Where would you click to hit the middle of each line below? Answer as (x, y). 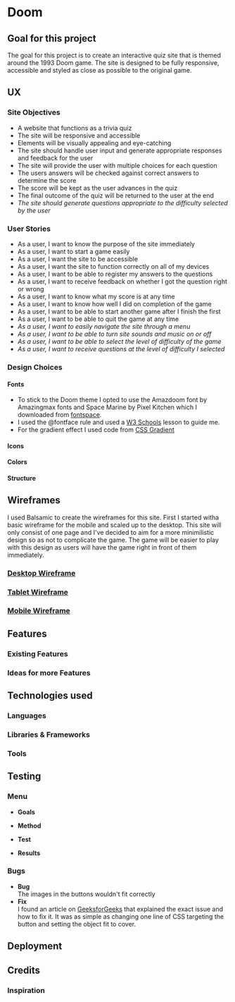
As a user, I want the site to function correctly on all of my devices (113, 266)
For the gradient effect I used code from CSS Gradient (96, 430)
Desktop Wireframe (42, 573)
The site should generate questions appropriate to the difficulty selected (123, 203)
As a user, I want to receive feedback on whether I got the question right (122, 281)
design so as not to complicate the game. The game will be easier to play (113, 540)
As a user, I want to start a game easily (74, 251)
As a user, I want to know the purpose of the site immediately (106, 243)
